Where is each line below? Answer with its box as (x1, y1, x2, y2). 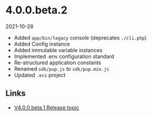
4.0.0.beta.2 (5, 4, 68, 17)
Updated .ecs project (13, 71, 66, 78)
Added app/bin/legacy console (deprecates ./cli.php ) (13, 34, 147, 41)
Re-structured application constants (13, 59, 102, 66)
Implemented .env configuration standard (13, 53, 114, 60)
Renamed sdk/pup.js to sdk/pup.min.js (13, 65, 110, 72)
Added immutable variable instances (13, 46, 103, 53)
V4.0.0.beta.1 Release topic (13, 104, 80, 111)
